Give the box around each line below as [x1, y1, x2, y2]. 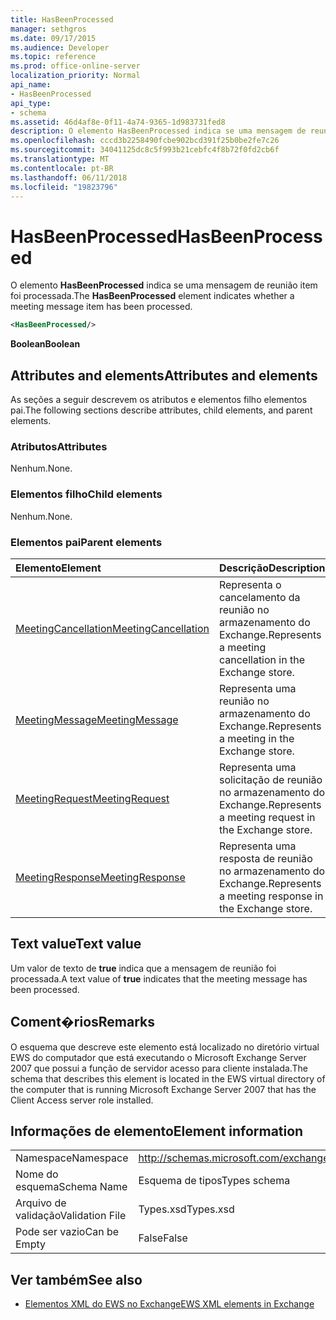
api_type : [10, 98, 52, 108]
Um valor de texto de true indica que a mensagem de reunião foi [10, 962, 277, 974]
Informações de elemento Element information [10, 1122, 304, 1140]
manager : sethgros [10, 24, 87, 34]
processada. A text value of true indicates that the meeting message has [10, 972, 308, 985]
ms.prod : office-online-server [10, 61, 141, 71]
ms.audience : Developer [10, 42, 110, 53]
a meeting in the [218, 731, 295, 745]
